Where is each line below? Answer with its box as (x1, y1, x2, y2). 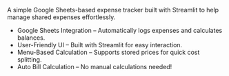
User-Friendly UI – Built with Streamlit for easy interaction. (17, 41, 183, 49)
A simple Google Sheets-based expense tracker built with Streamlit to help (7, 6, 219, 14)
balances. (17, 34, 46, 42)
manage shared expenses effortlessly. (7, 13, 116, 21)
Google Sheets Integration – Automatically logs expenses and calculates (17, 27, 223, 34)
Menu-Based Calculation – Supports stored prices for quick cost (17, 48, 200, 56)
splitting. (17, 55, 42, 64)
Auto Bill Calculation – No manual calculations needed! (17, 63, 172, 71)
